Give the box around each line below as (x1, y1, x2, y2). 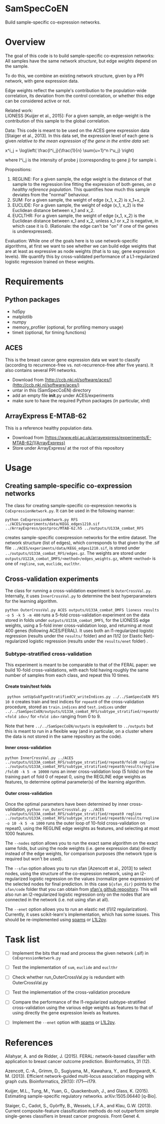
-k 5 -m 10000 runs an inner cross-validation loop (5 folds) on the (20, 768, 153, 775)
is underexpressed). (12, 228, 53, 234)
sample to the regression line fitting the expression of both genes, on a (12, 181, 156, 187)
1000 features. (5, 831, 34, 837)
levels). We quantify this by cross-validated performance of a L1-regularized (5, 253, 159, 259)
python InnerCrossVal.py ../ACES (5, 756, 74, 760)
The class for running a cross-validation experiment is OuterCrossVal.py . (5, 588, 152, 594)
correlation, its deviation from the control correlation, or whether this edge (5, 92, 155, 98)
